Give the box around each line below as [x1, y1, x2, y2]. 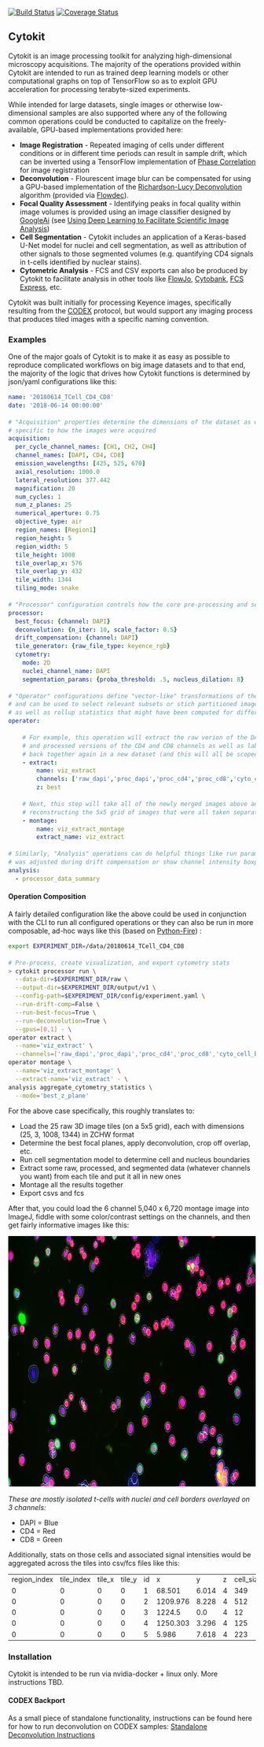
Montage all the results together [19, 1179, 123, 1189]
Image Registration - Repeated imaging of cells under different [19, 140, 225, 150]
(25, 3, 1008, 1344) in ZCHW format [19, 1130, 135, 1139]
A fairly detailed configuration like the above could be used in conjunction [8, 909, 247, 919]
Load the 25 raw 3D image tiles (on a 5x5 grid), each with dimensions [19, 1121, 245, 1131]
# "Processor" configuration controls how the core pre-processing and [8, 601, 247, 609]
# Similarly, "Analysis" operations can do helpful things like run [8, 850, 237, 858]
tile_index [60, 1575, 91, 1584]
